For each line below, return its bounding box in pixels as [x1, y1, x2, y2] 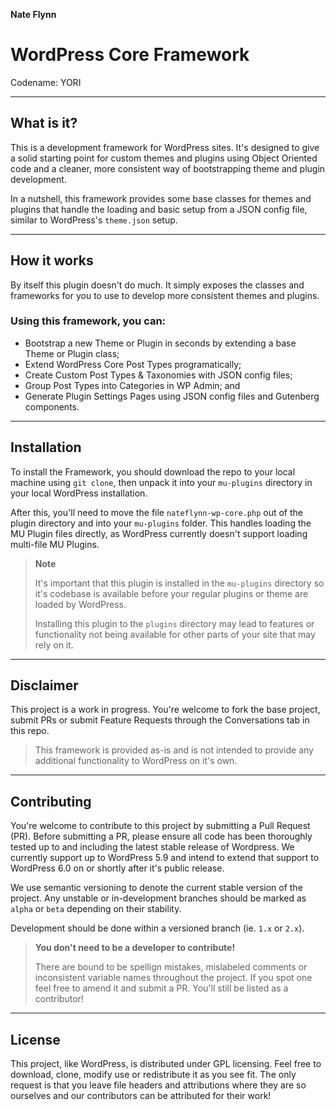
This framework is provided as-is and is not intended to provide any [34, 744, 314, 756]
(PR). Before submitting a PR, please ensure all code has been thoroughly [10, 830, 313, 843]
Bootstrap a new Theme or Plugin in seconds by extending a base [24, 337, 297, 349]
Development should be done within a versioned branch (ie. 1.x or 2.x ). [10, 922, 305, 934]
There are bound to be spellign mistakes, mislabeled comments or [34, 961, 308, 973]
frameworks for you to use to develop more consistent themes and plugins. [10, 289, 320, 301]
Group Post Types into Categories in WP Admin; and [24, 379, 241, 391]
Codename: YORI [10, 76, 82, 88]
